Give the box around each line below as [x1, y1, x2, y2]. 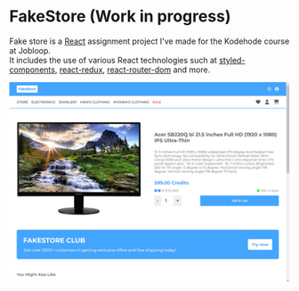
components [9, 64, 56, 75]
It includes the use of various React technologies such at [9, 54, 218, 65]
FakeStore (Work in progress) [9, 6, 231, 27]
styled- [219, 54, 246, 65]
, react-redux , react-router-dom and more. [54, 64, 211, 75]
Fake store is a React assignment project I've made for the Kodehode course [9, 36, 290, 46]
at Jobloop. [9, 45, 52, 55]
